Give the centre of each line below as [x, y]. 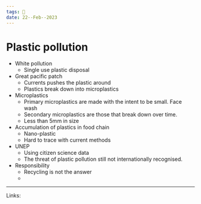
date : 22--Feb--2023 [32, 17]
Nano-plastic [40, 134]
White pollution [33, 64]
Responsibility [32, 166]
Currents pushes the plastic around [67, 83]
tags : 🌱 [16, 12]
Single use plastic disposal [57, 70]
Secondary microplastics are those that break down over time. [100, 115]
